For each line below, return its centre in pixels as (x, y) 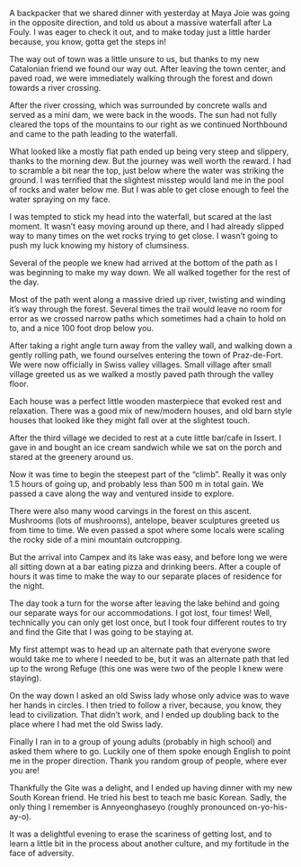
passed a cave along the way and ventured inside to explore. (122, 493)
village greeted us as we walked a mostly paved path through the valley (142, 374)
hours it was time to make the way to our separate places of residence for (146, 576)
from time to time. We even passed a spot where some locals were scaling (147, 530)
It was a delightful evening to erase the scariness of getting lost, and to (141, 834)
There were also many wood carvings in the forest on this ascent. (130, 511)
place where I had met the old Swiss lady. (86, 724)
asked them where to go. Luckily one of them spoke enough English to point (150, 751)
